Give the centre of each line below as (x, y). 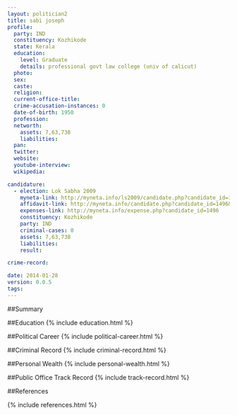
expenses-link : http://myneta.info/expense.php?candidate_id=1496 (120, 211)
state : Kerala (34, 47)
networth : (28, 125)
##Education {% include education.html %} (71, 322)
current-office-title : (47, 100)
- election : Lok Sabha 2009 (55, 191)
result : (31, 250)
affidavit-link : (44, 204)
